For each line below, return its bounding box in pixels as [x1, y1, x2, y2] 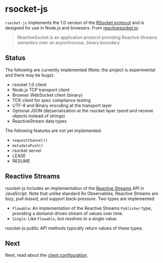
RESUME [12, 158, 30, 164]
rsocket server [12, 147, 42, 153]
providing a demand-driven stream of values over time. [12, 210, 124, 216]
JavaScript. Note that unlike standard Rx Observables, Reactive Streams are [5, 190, 158, 196]
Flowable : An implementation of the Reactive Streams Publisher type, [12, 205, 152, 211]
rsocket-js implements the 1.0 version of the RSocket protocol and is [5, 20, 144, 26]
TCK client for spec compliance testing [12, 97, 91, 103]
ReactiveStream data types [12, 118, 67, 124]
